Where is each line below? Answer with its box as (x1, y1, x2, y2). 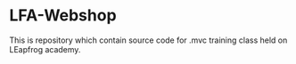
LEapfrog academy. (9, 44, 81, 54)
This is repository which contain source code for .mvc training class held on (9, 35, 288, 45)
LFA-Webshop (9, 5, 118, 26)
